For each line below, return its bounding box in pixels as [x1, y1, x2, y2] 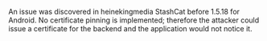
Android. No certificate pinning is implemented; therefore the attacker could [8, 15, 260, 25]
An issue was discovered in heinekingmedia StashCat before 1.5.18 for [8, 7, 240, 16]
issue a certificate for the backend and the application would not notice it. [8, 24, 253, 33]
